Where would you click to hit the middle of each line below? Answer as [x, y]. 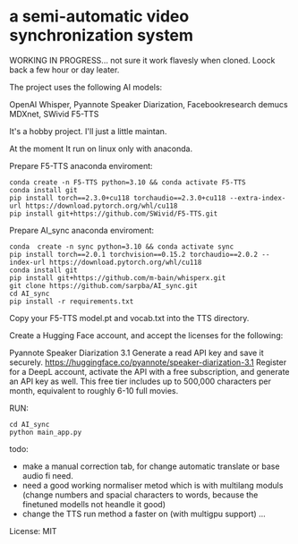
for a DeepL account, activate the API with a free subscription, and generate [149, 371]
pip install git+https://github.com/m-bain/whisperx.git [118, 278]
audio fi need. [47, 475]
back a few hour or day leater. [64, 70]
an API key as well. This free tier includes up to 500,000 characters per [140, 381]
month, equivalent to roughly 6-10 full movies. [94, 390]
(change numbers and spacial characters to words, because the [140, 495]
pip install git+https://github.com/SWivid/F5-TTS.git [114, 213]
